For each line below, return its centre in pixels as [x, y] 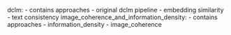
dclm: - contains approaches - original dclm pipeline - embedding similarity [116, 10]
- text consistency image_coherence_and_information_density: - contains [112, 17]
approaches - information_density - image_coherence [84, 24]
